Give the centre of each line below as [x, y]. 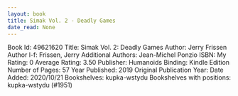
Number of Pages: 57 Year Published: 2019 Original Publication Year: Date [115, 70]
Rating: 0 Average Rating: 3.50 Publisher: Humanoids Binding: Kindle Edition [118, 63]
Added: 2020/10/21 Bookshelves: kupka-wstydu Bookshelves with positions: [119, 78]
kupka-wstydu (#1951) [40, 85]
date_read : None [31, 27]
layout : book [27, 14]
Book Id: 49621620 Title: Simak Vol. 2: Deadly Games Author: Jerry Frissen [117, 48]
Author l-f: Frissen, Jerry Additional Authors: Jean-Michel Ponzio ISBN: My [117, 55]
